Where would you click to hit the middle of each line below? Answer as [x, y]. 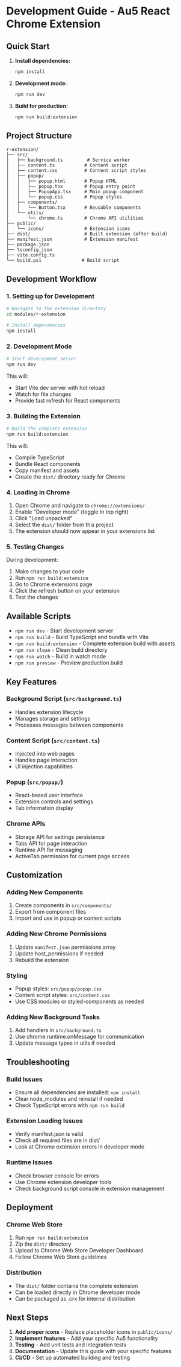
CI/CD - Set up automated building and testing [72, 1358]
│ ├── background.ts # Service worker [68, 160]
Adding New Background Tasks [53, 1017]
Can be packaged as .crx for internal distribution [75, 1298]
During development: [32, 560]
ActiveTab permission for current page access [72, 856]
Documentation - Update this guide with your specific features [93, 1351]
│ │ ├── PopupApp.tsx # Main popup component [75, 192]
